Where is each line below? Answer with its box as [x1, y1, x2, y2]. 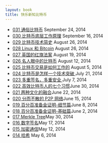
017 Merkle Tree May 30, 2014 [12, 113, 74, 119]
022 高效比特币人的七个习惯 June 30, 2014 [12, 83, 100, 89]
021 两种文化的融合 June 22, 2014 [12, 89, 81, 95]
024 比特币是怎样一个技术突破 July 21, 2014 [12, 70, 103, 76]
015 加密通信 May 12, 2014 [12, 126, 66, 132]
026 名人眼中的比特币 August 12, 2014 [12, 58, 91, 64]
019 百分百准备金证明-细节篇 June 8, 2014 [12, 101, 98, 108]
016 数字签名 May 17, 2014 [12, 119, 65, 125]
